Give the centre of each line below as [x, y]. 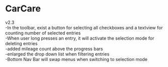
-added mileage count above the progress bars [54, 49]
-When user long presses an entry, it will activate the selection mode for [80, 38]
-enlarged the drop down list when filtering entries [57, 54]
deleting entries [21, 43]
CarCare [23, 9]
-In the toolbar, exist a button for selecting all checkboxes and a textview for [84, 27]
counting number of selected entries [43, 33]
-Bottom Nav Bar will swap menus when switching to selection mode [76, 59]
